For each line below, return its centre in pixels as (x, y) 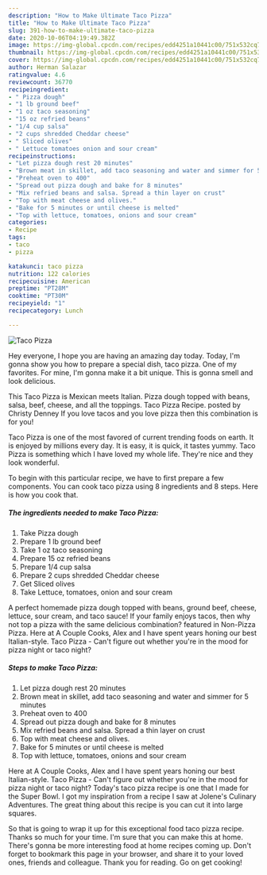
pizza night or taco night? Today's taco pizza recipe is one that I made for (128, 788)
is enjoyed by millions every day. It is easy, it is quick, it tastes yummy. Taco (132, 445)
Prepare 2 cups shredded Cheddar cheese (90, 575)
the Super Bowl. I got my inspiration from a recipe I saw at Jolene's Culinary (132, 796)
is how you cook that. (43, 494)
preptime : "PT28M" (39, 288)
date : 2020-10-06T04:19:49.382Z (62, 38)
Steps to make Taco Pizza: (53, 668)
